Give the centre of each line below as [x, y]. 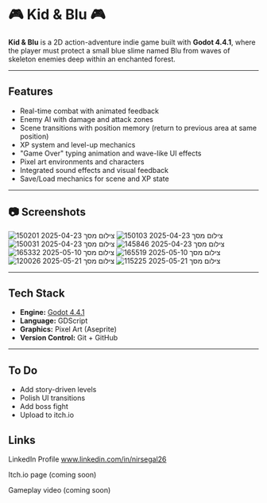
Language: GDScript [54, 321]
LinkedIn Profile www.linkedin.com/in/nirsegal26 [87, 459]
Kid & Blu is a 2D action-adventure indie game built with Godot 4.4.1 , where [132, 42]
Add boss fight [44, 407]
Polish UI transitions [52, 398]
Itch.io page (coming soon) [52, 475]
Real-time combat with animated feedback [89, 111]
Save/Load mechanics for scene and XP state [94, 179]
